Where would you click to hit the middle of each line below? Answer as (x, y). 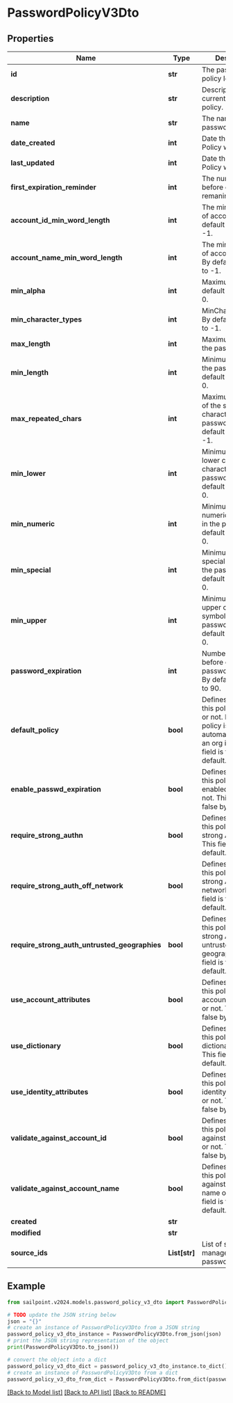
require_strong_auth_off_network (67, 886)
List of (212, 1244)
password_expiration (46, 671)
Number (215, 653)
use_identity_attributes (50, 1092)
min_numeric (33, 524)
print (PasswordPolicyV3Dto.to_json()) (63, 1347)
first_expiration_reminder (54, 187)
